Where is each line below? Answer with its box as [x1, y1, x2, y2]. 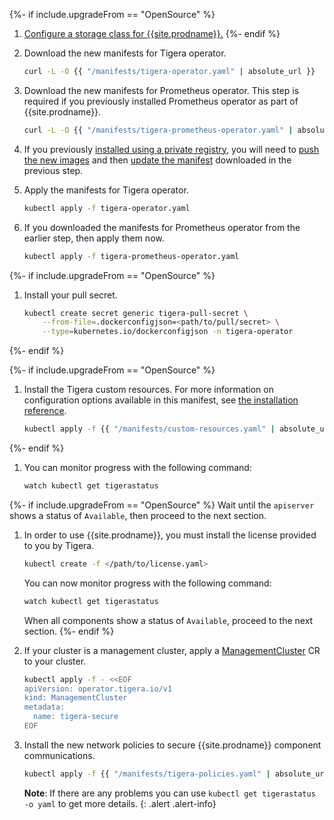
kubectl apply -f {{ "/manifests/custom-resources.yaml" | [23, 424, 276, 434]
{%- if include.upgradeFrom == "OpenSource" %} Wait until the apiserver [9, 499, 315, 511]
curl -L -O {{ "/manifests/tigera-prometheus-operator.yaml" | [23, 125, 294, 135]
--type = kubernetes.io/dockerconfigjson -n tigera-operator [42, 327, 294, 337]
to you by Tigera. [23, 539, 95, 551]
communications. [23, 749, 96, 761]
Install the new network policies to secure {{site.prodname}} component [23, 739, 322, 751]
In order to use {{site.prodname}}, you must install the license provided [23, 529, 317, 541]
